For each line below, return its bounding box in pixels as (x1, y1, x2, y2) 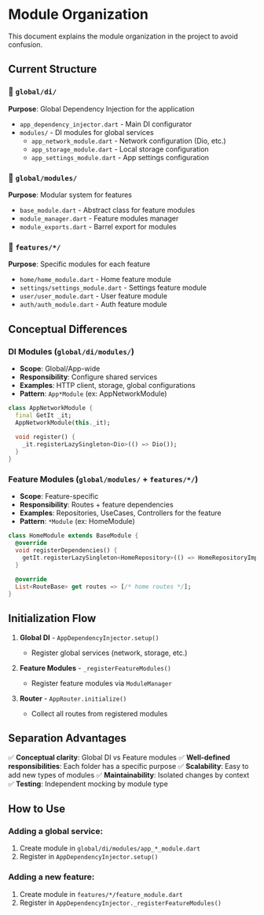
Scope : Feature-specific (19, 492, 99, 501)
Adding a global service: (8, 826, 104, 837)
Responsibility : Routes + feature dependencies (19, 500, 174, 510)
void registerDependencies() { (15, 546, 118, 554)
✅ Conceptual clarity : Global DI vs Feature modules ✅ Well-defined (8, 752, 230, 762)
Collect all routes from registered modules (31, 708, 168, 718)
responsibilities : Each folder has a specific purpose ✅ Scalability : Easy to (8, 761, 249, 770)
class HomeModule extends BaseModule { (8, 532, 139, 540)
